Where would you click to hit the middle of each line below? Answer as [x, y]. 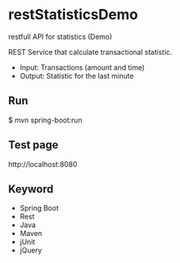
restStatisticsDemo [73, 15]
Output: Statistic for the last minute [77, 75]
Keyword [31, 189]
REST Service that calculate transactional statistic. [90, 52]
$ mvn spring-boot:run [45, 120]
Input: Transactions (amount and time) [82, 67]
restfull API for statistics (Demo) [60, 37]
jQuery [31, 250]
